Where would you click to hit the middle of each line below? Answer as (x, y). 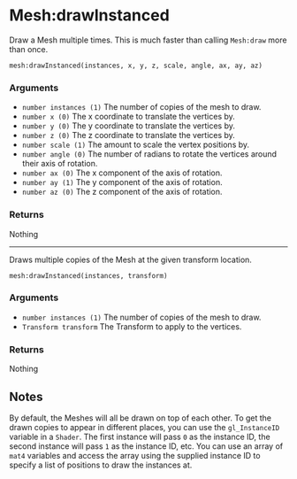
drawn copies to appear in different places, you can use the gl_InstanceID (145, 427)
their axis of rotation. (60, 164)
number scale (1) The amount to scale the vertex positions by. (136, 145)
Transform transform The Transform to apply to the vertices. (132, 326)
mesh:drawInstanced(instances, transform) (88, 275)
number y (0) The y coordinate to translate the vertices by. (129, 126)
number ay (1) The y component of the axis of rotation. (122, 182)
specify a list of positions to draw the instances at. (101, 465)
